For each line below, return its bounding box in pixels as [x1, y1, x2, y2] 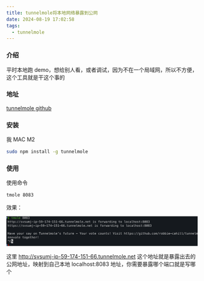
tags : [6, 23, 20, 29]
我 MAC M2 [6, 136, 35, 143]
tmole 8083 [6, 192, 34, 198]
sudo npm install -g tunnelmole [6, 149, 88, 155]
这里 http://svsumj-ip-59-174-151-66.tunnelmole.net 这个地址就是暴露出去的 [6, 253, 196, 260]
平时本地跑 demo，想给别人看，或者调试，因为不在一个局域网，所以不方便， [6, 66, 198, 73]
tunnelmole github [6, 104, 52, 112]
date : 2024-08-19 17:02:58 [6, 16, 75, 23]
